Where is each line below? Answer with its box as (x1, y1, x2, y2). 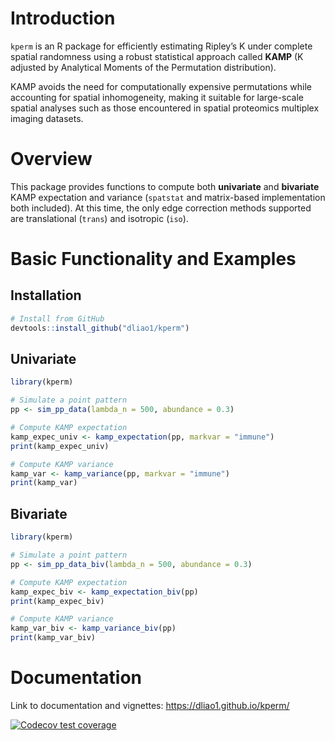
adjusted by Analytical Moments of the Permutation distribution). (10, 61, 277, 73)
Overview (10, 148, 93, 171)
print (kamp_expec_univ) (10, 441, 110, 451)
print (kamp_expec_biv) (10, 596, 105, 606)
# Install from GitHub (10, 313, 105, 324)
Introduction (10, 7, 116, 30)
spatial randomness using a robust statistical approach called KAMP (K (10, 50, 304, 62)
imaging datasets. (10, 112, 84, 124)
